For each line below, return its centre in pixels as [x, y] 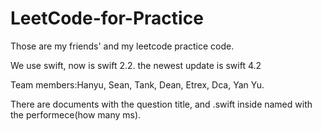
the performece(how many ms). [76, 114]
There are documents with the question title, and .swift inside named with [161, 104]
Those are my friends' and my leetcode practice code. [122, 46]
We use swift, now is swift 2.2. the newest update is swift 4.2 [136, 65]
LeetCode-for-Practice [107, 18]
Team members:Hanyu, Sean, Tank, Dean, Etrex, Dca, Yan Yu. [137, 84]
